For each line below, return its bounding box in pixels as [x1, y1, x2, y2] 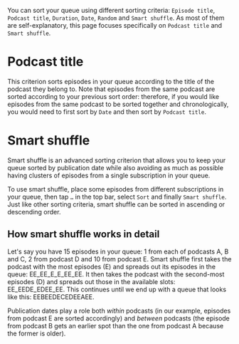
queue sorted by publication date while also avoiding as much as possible [7, 163, 224, 172]
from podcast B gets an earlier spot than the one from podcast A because [7, 321, 224, 330]
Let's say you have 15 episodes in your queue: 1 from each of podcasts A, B [7, 247, 229, 256]
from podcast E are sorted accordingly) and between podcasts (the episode [7, 313, 230, 323]
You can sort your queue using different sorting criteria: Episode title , [7, 6, 216, 14]
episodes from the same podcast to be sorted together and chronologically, [7, 100, 229, 108]
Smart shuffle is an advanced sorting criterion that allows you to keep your [7, 156, 226, 165]
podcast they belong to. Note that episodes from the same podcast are [7, 85, 216, 93]
